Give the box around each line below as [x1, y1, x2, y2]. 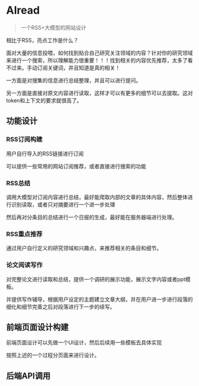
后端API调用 [6, 371, 51, 381]
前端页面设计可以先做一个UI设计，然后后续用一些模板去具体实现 [6, 339, 162, 346]
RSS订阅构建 [6, 135, 43, 143]
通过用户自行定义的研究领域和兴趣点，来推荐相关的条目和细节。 [6, 244, 162, 252]
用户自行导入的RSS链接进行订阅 [6, 150, 84, 157]
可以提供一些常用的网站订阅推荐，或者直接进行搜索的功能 [6, 162, 146, 170]
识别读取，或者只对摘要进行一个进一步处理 [11, 200, 115, 208]
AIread [6, 4, 40, 17]
